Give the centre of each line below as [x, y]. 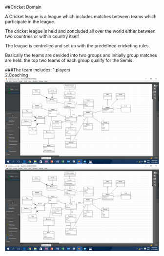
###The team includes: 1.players [38, 70]
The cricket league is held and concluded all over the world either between [80, 31]
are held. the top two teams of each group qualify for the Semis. [69, 60]
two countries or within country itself [42, 36]
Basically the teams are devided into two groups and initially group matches [81, 55]
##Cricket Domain [23, 7]
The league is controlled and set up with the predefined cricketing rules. [78, 46]
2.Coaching [17, 75]
